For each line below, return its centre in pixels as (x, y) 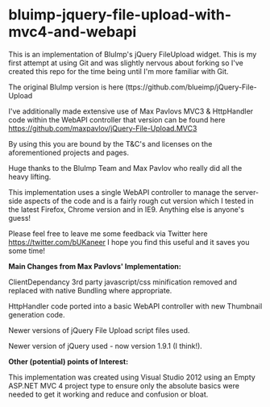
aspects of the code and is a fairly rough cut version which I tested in (139, 201)
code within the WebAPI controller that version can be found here (117, 119)
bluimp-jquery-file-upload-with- (120, 15)
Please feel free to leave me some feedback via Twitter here (108, 233)
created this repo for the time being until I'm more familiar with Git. (118, 71)
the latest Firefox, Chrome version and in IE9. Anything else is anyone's (126, 209)
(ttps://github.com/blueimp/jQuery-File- (191, 87)
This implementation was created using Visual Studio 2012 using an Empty (132, 377)
